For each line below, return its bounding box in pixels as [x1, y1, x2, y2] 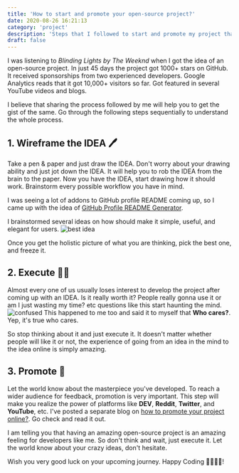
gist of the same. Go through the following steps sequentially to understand [7, 108, 229, 117]
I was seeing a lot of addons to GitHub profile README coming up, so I [7, 196, 215, 204]
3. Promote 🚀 [7, 366, 65, 378]
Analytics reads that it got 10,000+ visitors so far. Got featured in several [7, 79, 220, 87]
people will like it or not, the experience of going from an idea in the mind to [7, 337, 229, 346]
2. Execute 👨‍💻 [7, 267, 70, 279]
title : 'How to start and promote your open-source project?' [7, 10, 196, 18]
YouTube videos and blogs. [7, 87, 87, 95]
